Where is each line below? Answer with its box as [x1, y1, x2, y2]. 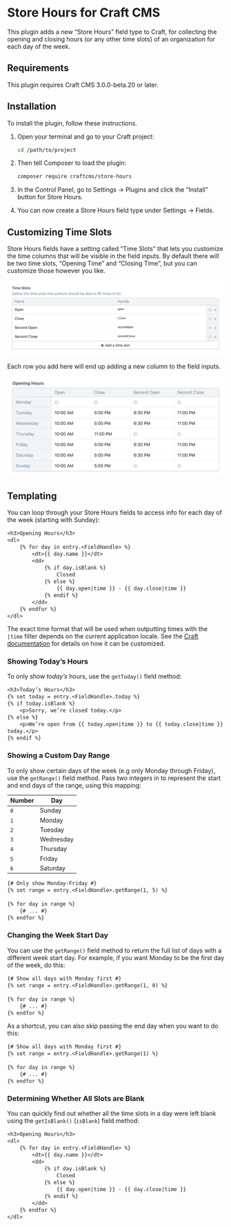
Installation [7, 101, 57, 112]
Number [10, 797, 34, 805]
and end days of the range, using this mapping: [7, 781, 141, 789]
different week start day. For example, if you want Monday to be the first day [7, 953, 225, 961]
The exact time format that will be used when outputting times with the [7, 624, 208, 632]
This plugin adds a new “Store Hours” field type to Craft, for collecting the [7, 28, 217, 36]
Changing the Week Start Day [7, 930, 108, 940]
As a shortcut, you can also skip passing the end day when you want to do [7, 1021, 219, 1030]
